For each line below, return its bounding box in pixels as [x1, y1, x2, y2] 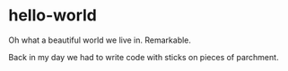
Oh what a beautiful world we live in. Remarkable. [8, 35, 192, 45]
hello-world [8, 5, 98, 26]
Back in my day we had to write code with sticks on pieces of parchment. [8, 51, 279, 62]
